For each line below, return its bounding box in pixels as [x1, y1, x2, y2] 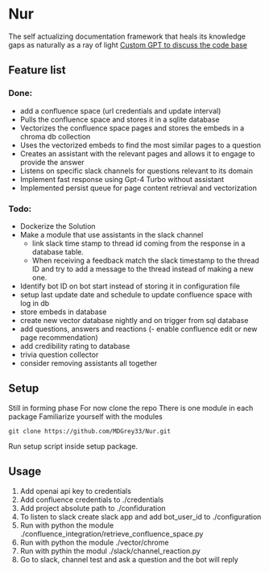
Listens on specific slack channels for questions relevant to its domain [19, 166, 254, 176]
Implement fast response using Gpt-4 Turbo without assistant [19, 174, 225, 184]
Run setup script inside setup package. [8, 441, 139, 451]
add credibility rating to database [19, 341, 130, 350]
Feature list [8, 64, 66, 77]
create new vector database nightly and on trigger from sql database [19, 315, 249, 325]
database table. [31, 247, 85, 256]
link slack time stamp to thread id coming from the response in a [31, 238, 246, 248]
